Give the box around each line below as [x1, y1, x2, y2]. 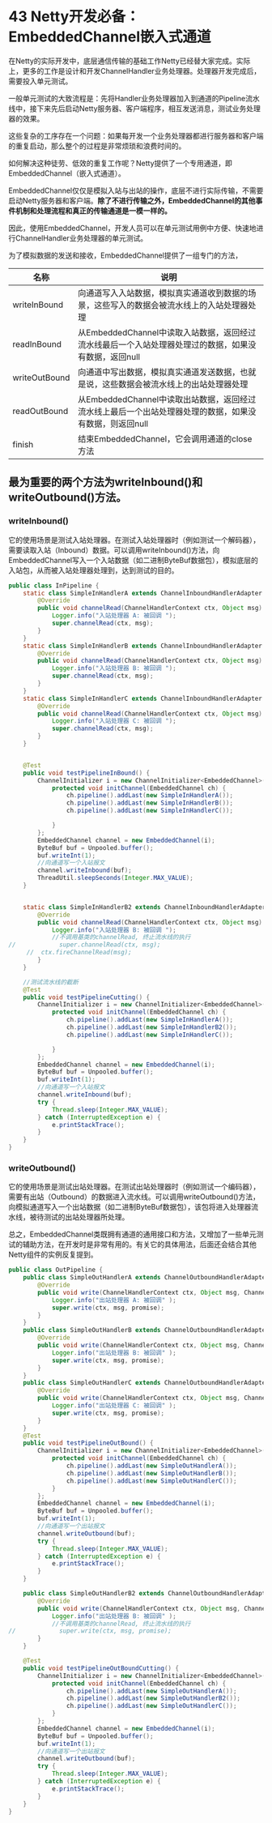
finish [12, 438, 34, 450]
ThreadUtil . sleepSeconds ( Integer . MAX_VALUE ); [37, 874, 194, 882]
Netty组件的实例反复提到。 [8, 1249, 99, 1260]
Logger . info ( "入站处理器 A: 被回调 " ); [51, 612, 176, 620]
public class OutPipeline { [8, 1266, 104, 1274]
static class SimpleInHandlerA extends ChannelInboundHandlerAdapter [23, 589, 263, 597]
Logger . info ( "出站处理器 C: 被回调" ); [51, 1402, 176, 1410]
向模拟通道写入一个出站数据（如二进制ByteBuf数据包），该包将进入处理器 [8, 1202, 252, 1212]
